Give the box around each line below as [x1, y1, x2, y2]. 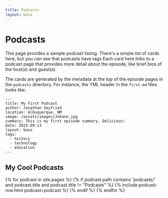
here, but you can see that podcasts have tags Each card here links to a [5, 56, 154, 62]
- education [10, 145, 35, 150]
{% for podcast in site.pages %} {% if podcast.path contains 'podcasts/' [5, 177, 156, 183]
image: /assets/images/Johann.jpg [5, 114, 78, 119]
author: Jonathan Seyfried [5, 105, 62, 111]
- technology [10, 141, 37, 146]
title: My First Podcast [5, 101, 58, 106]
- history [10, 137, 30, 142]
